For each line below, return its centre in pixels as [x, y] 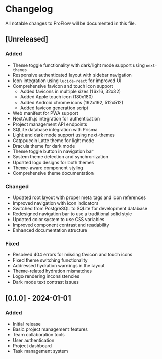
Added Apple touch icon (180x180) [57, 97]
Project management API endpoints [50, 124]
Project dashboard [32, 345]
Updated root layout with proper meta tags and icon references [79, 197]
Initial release [27, 324]
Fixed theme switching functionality [50, 260]
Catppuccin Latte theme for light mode [53, 140]
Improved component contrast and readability [61, 225]
